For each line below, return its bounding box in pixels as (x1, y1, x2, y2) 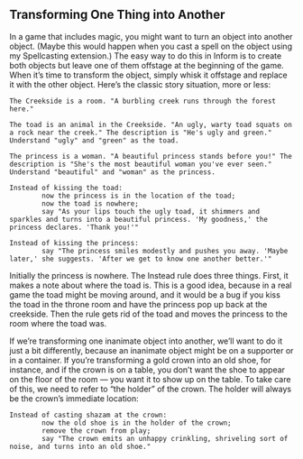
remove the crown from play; (41, 426, 151, 436)
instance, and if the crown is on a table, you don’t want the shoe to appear (9, 364, 286, 375)
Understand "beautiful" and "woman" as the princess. (9, 167, 216, 177)
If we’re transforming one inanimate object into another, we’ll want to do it (9, 335, 283, 346)
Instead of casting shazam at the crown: (9, 410, 168, 419)
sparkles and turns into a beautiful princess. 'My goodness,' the (9, 215, 269, 224)
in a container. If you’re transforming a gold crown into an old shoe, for (9, 354, 272, 365)
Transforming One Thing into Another (9, 7, 225, 23)
